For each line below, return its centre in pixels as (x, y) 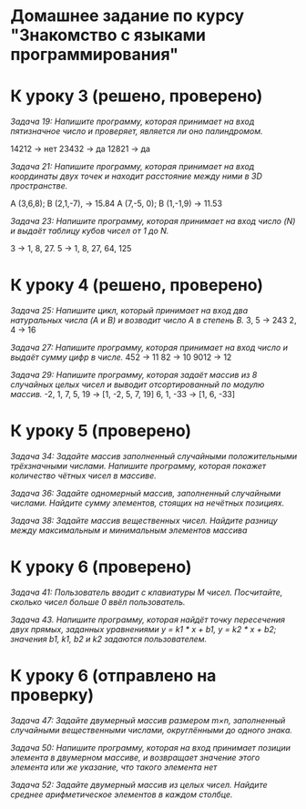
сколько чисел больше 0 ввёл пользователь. (98, 601)
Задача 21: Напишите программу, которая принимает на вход (133, 167)
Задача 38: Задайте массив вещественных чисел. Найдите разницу (144, 521)
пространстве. (39, 186)
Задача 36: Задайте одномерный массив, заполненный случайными (146, 493)
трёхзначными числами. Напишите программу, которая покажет (138, 466)
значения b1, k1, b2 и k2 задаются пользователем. (109, 639)
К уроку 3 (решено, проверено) (137, 96)
